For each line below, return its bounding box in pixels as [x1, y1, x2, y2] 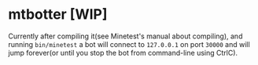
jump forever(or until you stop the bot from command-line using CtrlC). [8, 48, 238, 57]
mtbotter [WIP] [8, 5, 108, 23]
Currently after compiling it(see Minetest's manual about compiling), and [8, 31, 243, 41]
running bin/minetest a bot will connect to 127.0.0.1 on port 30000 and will [8, 39, 250, 49]
